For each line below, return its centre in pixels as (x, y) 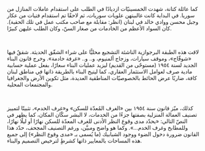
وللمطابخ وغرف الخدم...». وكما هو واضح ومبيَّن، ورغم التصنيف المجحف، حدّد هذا (98, 127)
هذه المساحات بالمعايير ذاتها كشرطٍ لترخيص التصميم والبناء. (75, 141)
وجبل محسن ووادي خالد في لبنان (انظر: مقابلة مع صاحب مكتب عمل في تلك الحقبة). (103, 22)
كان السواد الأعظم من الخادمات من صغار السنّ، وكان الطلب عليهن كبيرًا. (90, 28)
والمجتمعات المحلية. (30, 84)
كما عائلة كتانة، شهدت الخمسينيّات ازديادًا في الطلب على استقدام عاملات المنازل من (102, 9)
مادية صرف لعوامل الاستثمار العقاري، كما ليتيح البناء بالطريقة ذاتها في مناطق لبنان (100, 72)
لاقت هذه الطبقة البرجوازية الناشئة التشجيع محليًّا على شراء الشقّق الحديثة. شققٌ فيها (103, 52)
